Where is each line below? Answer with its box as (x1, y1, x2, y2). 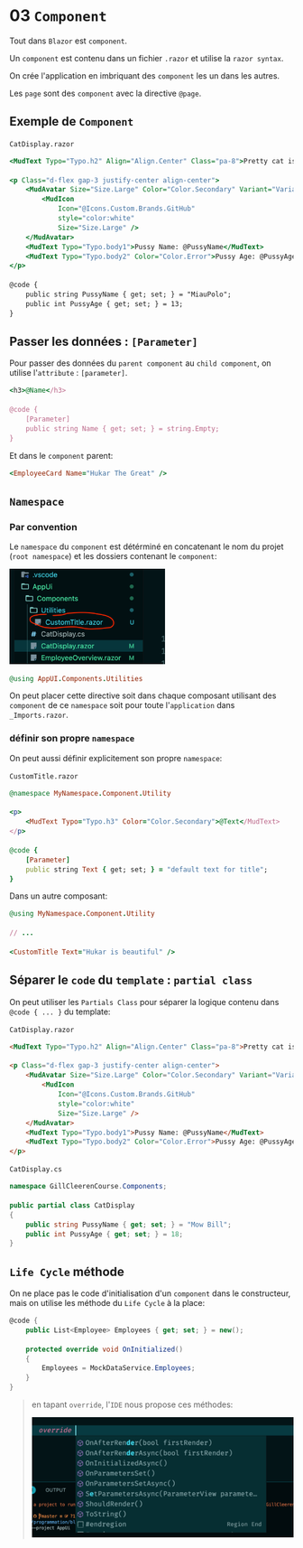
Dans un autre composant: (9, 891, 108, 901)
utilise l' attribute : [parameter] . (9, 368, 128, 378)
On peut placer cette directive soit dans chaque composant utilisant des (9, 690, 277, 701)
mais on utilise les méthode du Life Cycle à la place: (9, 1298, 206, 1309)
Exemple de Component (9, 114, 134, 129)
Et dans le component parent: (9, 450, 114, 461)
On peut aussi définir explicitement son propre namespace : (9, 752, 223, 763)
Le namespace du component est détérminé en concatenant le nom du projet (9, 541, 284, 552)
